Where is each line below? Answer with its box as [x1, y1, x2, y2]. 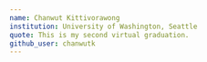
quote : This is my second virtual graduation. [9, 30, 190, 39]
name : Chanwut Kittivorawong [9, 13, 120, 23]
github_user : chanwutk [9, 38, 96, 48]
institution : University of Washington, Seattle [9, 22, 198, 31]
